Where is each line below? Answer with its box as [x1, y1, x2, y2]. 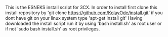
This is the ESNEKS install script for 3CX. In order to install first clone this [5, 5, 158, 10]
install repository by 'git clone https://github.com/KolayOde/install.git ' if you [5, 10, 163, 16]
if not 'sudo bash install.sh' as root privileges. [5, 26, 100, 32]
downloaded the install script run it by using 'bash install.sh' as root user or [5, 20, 162, 26]
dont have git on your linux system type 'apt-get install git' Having [5, 15, 143, 21]
